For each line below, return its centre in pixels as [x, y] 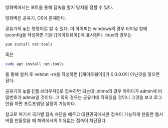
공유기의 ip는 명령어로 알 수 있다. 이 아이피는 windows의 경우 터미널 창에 [76, 28]
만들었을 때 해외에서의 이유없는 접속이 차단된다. [60, 120]
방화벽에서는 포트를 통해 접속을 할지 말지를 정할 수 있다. [59, 7]
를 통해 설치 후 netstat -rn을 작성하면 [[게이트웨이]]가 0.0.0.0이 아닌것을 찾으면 [82, 74]
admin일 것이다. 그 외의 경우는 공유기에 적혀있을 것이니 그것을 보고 [88, 97]
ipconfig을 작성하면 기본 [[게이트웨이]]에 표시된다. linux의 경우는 [68, 35]
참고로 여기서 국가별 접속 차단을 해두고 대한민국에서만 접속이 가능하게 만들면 [79, 114]
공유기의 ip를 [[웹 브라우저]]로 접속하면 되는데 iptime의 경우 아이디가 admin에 [81, 91]
